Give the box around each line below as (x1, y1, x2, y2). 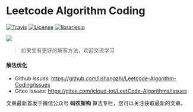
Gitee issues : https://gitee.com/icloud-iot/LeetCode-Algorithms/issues (14, 87, 187, 95)
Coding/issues (14, 81, 50, 88)
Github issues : (14, 75, 50, 82)
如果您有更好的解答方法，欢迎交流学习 (20, 47, 115, 54)
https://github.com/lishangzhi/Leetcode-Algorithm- (51, 75, 176, 82)
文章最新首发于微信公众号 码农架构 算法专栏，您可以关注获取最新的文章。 (6, 100, 186, 107)
